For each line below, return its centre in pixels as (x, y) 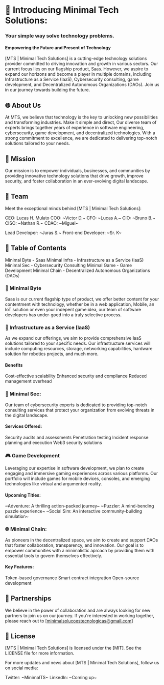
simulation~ (17, 516)
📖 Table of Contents (36, 248)
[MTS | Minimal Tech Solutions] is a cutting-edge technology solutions (76, 59)
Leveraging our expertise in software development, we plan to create (75, 468)
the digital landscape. (27, 415)
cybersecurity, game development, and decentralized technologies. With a (80, 133)
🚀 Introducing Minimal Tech (62, 10)
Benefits (14, 365)
